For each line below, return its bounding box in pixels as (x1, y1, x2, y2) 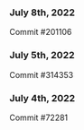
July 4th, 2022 (9, 91, 76, 104)
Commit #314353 (9, 69, 74, 80)
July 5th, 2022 (9, 49, 75, 62)
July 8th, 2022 (9, 6, 75, 19)
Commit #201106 (9, 27, 72, 38)
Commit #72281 (9, 112, 69, 123)
